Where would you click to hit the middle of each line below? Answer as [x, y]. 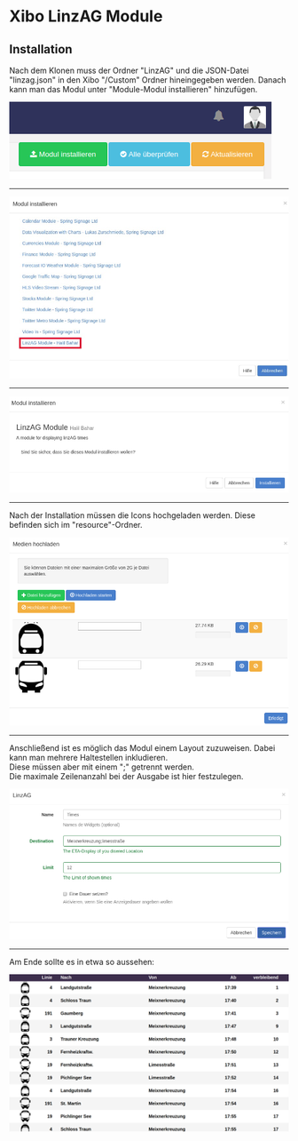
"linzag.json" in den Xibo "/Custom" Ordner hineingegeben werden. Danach [148, 80]
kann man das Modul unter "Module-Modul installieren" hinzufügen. [133, 89]
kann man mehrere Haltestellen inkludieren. [89, 758]
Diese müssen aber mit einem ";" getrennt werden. [102, 767]
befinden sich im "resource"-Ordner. [76, 525]
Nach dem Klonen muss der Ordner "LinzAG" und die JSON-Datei [129, 70]
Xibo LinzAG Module [86, 16]
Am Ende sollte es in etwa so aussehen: [82, 962]
